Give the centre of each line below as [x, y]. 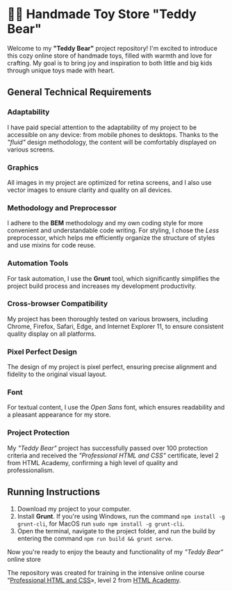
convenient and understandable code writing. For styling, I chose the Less [113, 230]
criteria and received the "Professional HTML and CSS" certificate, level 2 [113, 455]
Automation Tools [38, 264]
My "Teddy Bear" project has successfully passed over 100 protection [108, 448]
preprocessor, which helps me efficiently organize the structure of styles [111, 238]
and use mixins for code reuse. [51, 245]
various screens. [31, 149]
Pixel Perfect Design [42, 352]
